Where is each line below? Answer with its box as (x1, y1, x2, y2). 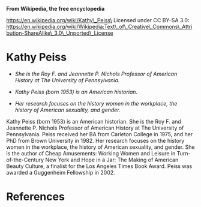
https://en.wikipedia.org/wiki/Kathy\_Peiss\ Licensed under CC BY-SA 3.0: (6, 17, 190, 23)
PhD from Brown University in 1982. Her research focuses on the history (6, 137, 185, 144)
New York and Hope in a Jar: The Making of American (44, 156, 179, 163)
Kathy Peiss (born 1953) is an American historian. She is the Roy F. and (6, 118, 181, 125)
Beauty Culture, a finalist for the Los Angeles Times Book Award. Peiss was (6, 162, 193, 170)
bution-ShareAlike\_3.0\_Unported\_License (6, 29, 113, 37)
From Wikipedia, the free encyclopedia (6, 5, 105, 12)
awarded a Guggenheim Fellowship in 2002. (6, 169, 115, 176)
